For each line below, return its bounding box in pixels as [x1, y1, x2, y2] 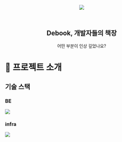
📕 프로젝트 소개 [5, 62, 62, 73]
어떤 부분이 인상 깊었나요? [57, 43, 106, 49]
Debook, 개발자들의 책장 [46, 29, 117, 38]
